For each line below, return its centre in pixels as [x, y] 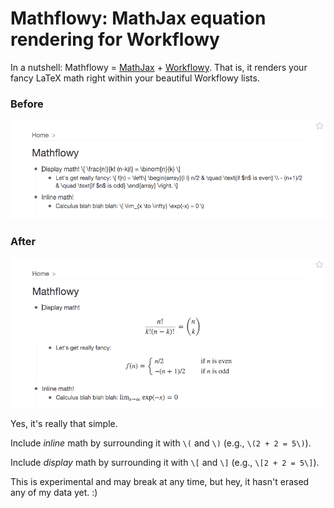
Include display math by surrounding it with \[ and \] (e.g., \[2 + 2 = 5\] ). [165, 462]
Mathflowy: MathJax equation [138, 18]
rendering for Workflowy [115, 39]
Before [27, 104]
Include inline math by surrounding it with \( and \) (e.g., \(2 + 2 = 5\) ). [161, 443]
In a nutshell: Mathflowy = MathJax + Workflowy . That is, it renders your [159, 67]
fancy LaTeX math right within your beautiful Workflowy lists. [135, 78]
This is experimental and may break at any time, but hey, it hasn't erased [160, 481]
